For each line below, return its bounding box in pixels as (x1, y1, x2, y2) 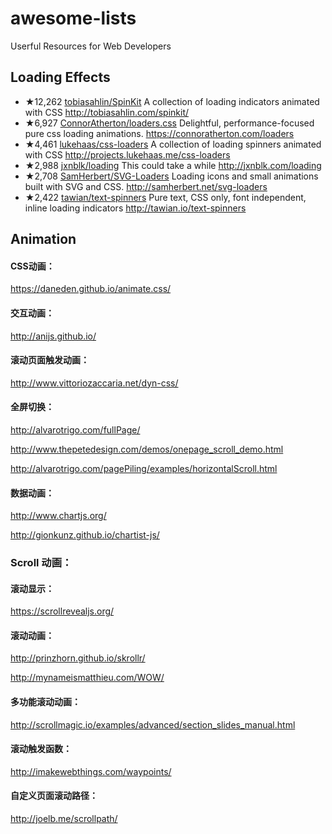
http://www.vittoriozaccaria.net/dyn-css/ (10, 377, 179, 389)
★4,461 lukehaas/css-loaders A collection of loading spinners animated (24, 138, 322, 150)
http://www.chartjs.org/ (10, 510, 107, 522)
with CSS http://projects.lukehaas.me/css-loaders (24, 148, 231, 161)
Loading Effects (10, 69, 111, 86)
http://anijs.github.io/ (10, 330, 97, 342)
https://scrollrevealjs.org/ (10, 605, 115, 617)
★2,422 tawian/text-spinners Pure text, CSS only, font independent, (24, 191, 307, 203)
